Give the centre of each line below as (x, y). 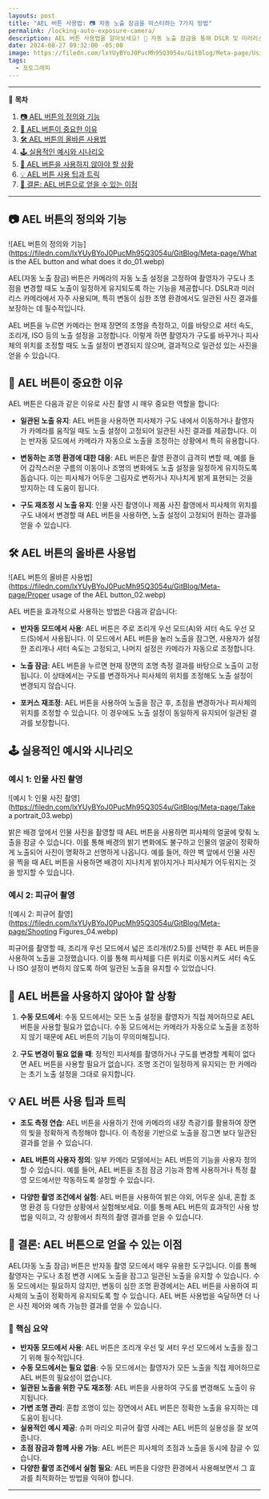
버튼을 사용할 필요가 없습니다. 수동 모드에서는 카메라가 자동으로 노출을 (129, 1026)
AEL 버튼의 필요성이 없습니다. (66, 1377)
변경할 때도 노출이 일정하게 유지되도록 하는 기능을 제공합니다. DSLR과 (131, 288)
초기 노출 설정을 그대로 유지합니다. (82, 1073)
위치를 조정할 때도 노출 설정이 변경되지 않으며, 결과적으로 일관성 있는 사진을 (141, 345)
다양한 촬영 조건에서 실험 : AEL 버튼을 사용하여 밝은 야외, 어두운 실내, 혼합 (133, 1196)
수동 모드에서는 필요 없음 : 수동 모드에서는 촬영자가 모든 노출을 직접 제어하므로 (140, 1367)
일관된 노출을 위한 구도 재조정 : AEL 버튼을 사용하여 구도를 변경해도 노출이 (134, 1387)
